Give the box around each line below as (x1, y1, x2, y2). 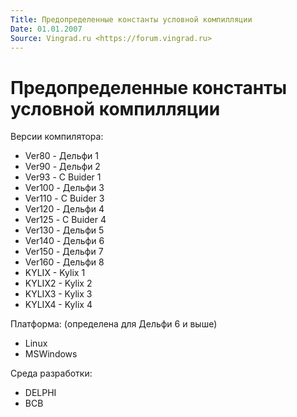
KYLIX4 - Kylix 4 (24, 299, 93, 311)
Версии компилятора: (10, 131, 104, 143)
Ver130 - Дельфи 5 (24, 224, 105, 236)
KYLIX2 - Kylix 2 (24, 277, 93, 290)
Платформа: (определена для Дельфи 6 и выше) (10, 318, 218, 330)
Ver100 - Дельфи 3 (24, 182, 105, 194)
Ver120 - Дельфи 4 (24, 203, 105, 215)
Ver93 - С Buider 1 (24, 171, 102, 183)
